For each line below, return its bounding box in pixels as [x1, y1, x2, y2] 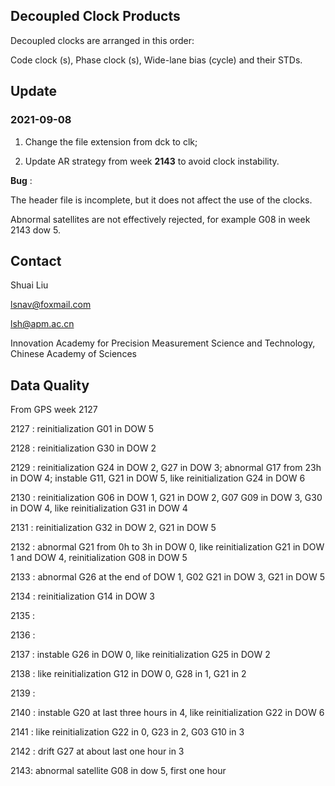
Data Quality [10, 377, 90, 394]
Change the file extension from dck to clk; [24, 135, 198, 148]
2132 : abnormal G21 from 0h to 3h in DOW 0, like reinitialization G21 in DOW [10, 541, 325, 553]
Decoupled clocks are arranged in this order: [10, 34, 195, 46]
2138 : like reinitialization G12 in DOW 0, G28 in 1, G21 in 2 [10, 668, 247, 680]
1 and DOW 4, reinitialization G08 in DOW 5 [10, 552, 188, 564]
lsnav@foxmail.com [10, 299, 92, 311]
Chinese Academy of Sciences [10, 348, 137, 360]
